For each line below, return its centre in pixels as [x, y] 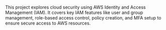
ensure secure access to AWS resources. [48, 23]
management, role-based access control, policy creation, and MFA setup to [83, 18]
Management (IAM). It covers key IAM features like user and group [74, 12]
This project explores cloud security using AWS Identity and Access [75, 7]
